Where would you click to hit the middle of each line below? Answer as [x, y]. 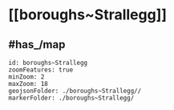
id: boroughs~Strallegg [48, 63]
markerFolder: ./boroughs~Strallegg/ [71, 98]
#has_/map [37, 45]
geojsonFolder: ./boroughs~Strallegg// [75, 91]
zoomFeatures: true [41, 70]
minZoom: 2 [26, 77]
